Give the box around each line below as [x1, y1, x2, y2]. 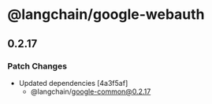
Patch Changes [7, 61, 68, 72]
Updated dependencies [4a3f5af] [18, 78, 128, 87]
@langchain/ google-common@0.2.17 [30, 87, 151, 96]
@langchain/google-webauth [7, 6, 206, 24]
